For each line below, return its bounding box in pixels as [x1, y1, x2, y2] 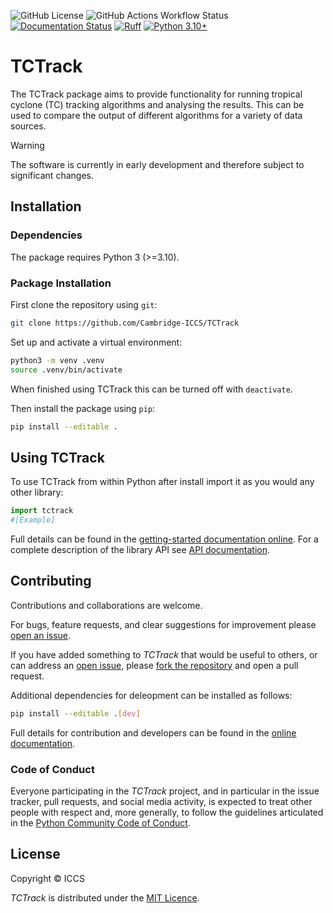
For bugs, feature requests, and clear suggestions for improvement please [10, 618, 317, 630]
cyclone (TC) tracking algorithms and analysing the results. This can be [10, 98, 305, 110]
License [10, 846, 61, 863]
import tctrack [10, 506, 74, 516]
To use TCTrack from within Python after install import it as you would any [10, 476, 315, 488]
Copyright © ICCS [10, 872, 85, 884]
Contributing [10, 573, 92, 590]
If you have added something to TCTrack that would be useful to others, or [10, 648, 318, 660]
